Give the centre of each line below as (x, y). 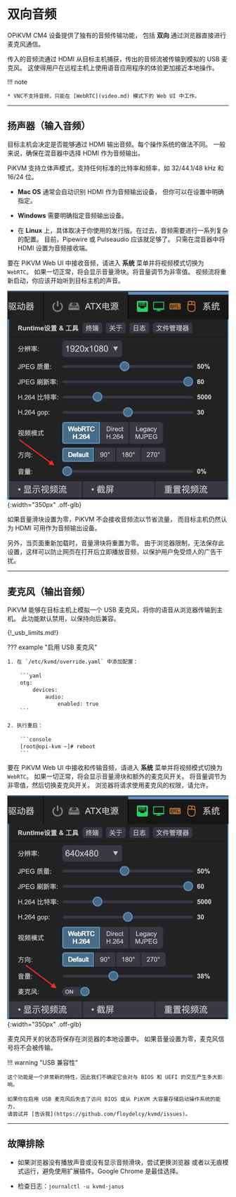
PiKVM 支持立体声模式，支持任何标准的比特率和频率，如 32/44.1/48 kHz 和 (116, 168)
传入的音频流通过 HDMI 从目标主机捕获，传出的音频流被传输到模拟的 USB (113, 59)
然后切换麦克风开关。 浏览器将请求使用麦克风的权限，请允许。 (122, 785)
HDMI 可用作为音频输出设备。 (58, 528)
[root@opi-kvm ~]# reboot (58, 746)
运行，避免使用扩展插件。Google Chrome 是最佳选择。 (103, 1171)
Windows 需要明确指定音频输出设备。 (72, 215)
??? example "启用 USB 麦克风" (52, 647)
